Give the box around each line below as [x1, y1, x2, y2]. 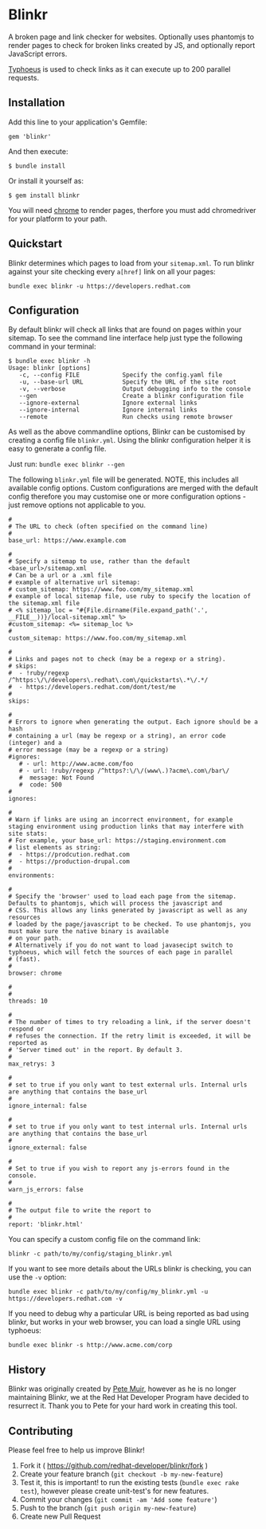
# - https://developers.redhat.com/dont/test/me [8, 684, 177, 692]
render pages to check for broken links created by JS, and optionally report [8, 40, 256, 49]
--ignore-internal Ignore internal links [18, 406, 198, 414]
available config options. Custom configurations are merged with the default [8, 483, 259, 493]
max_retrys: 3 [8, 1060, 56, 1068]
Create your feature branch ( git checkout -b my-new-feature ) [19, 1469, 224, 1479]
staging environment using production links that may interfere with [8, 823, 244, 831]
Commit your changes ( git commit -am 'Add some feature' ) [19, 1495, 217, 1504]
